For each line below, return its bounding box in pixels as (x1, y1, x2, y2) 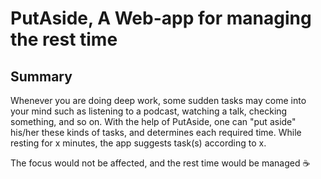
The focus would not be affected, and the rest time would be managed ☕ (10, 157, 311, 169)
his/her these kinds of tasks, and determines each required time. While (10, 127, 302, 138)
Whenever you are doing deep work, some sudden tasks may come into (10, 95, 307, 106)
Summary (10, 68, 73, 85)
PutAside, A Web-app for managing (10, 7, 312, 30)
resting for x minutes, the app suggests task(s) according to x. (10, 137, 267, 149)
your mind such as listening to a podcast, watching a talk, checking (10, 105, 288, 117)
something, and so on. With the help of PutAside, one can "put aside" (10, 116, 297, 127)
